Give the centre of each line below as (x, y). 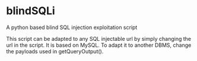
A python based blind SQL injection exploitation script (72, 27)
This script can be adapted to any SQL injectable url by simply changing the (99, 38)
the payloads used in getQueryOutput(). (55, 51)
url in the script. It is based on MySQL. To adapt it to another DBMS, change (99, 45)
